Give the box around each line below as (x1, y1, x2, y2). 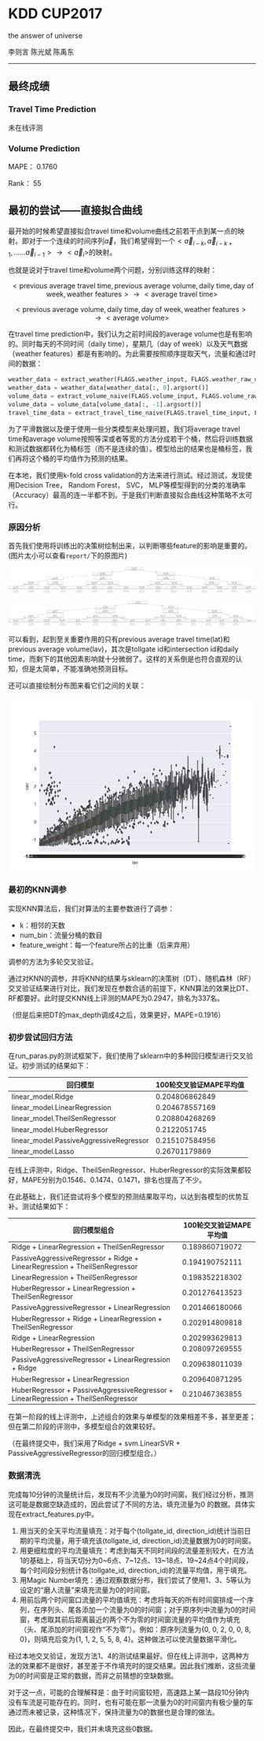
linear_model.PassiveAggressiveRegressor (11, 1135, 149, 1145)
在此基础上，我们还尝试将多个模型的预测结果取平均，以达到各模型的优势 (8, 1191, 242, 1201)
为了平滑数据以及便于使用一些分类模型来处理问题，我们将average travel (8, 424, 240, 433)
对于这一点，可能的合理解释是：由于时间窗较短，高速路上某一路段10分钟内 (8, 1687, 250, 1697)
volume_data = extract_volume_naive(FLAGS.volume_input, (8, 392, 199, 400)
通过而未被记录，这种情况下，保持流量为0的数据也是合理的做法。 (8, 1707, 219, 1717)
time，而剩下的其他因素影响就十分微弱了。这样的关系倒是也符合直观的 (8, 655, 236, 664)
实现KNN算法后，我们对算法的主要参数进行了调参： (8, 904, 175, 913)
